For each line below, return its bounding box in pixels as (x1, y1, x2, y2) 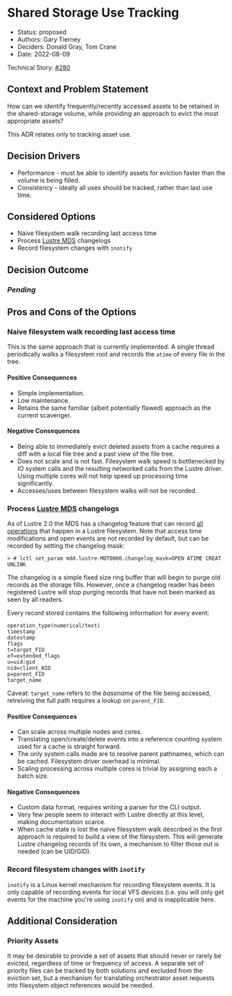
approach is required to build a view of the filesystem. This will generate (17, 832, 224, 841)
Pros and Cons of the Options (7, 307, 136, 318)
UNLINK (7, 561, 26, 568)
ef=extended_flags (7, 653, 60, 660)
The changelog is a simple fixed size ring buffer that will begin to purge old (7, 574, 221, 582)
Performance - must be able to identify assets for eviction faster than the (17, 169, 226, 177)
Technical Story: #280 (7, 63, 71, 71)
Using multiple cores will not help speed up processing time (17, 472, 188, 480)
